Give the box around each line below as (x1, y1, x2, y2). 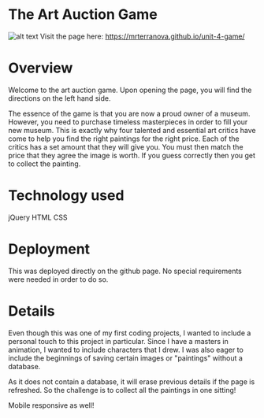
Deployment (8, 240, 91, 257)
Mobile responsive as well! (8, 400, 95, 410)
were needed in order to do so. (8, 274, 109, 284)
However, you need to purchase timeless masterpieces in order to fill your (8, 117, 248, 127)
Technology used (8, 187, 125, 205)
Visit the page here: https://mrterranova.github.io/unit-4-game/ (39, 31, 246, 41)
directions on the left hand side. (8, 93, 111, 103)
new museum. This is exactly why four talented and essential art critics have (8, 125, 256, 135)
